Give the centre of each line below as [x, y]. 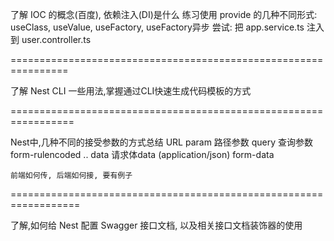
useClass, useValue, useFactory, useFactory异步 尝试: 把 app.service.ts [157, 27]
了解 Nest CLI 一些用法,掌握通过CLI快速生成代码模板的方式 [131, 91]
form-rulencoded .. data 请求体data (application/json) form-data [142, 154]
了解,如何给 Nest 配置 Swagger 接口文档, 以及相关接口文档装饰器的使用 [156, 225]
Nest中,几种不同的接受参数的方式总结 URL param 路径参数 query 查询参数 [162, 142]
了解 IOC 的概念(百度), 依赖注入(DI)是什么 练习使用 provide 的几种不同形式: [164, 14]
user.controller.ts [56, 39]
